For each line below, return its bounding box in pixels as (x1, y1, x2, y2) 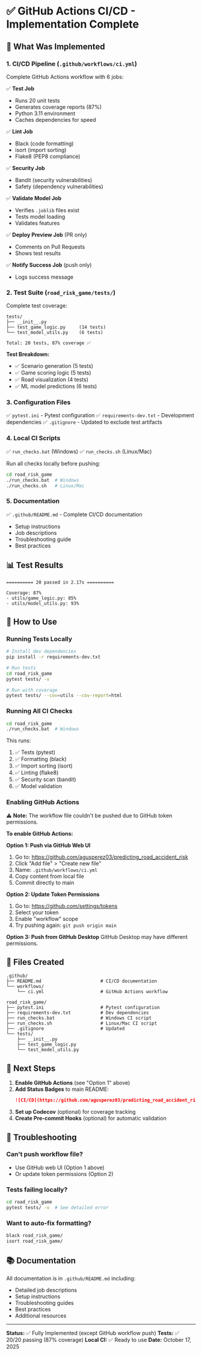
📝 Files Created (6, 957, 64, 967)
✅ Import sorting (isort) (14, 762, 73, 769)
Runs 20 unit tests (14, 96, 60, 104)
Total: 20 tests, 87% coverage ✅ (6, 340, 91, 346)
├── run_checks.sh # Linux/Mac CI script (6, 1020, 158, 1026)
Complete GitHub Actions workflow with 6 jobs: (6, 73, 124, 80)
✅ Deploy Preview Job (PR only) (6, 231, 87, 238)
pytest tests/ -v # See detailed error (6, 1205, 109, 1211)
